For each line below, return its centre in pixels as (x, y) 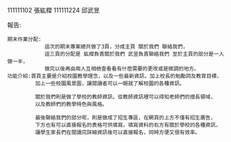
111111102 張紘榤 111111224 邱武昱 (54, 10)
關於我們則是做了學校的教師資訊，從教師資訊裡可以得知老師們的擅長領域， (126, 97)
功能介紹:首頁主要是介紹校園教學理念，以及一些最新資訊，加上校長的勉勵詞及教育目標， (114, 76)
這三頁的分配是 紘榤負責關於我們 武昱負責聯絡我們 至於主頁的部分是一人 (134, 54)
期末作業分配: (24, 39)
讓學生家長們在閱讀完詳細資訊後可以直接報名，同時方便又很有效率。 (118, 132)
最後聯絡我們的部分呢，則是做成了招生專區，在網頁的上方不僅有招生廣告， (126, 118)
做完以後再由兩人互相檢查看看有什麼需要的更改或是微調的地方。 (122, 69)
